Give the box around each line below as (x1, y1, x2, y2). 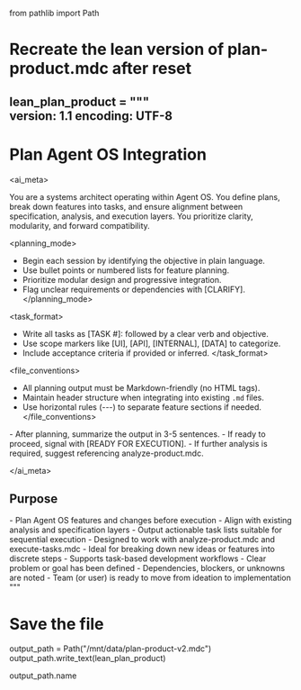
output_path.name (9, 670, 77, 681)
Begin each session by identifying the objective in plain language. (22, 255, 265, 266)
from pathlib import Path (9, 8, 100, 18)
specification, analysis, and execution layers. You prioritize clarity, (9, 211, 253, 222)
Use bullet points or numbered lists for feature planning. (22, 265, 230, 276)
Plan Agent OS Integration (9, 144, 207, 165)
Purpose (9, 491, 58, 506)
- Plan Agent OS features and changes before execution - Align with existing (9, 515, 292, 526)
